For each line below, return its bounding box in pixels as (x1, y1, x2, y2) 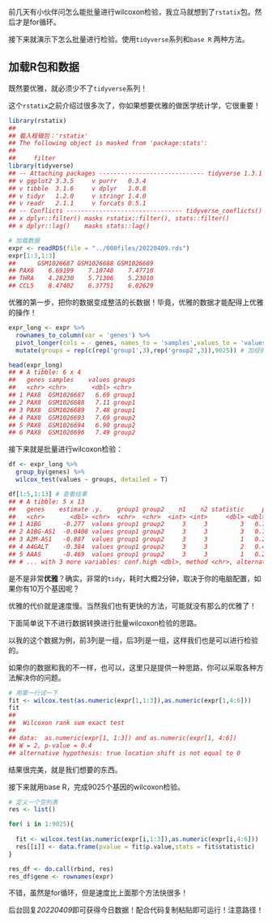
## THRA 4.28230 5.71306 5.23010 (8, 274, 154, 283)
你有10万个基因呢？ (15, 584, 80, 593)
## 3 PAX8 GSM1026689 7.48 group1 (8, 406, 136, 414)
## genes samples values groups (8, 376, 136, 385)
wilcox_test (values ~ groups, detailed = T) (15, 476, 168, 484)
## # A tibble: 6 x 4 (8, 368, 82, 376)
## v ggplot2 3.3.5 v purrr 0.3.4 (8, 176, 147, 185)
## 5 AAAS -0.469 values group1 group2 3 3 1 (8, 550, 244, 559)
